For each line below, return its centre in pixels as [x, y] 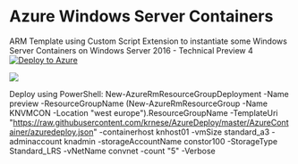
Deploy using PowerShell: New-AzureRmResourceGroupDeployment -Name [149, 94]
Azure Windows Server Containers [141, 16]
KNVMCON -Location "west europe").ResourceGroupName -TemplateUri [144, 112]
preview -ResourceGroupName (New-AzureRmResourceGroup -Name [139, 103]
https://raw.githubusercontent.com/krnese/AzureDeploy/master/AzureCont [151, 122]
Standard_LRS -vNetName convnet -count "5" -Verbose [113, 151]
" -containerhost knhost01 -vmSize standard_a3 [182, 132]
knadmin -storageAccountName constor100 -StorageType [171, 141]
